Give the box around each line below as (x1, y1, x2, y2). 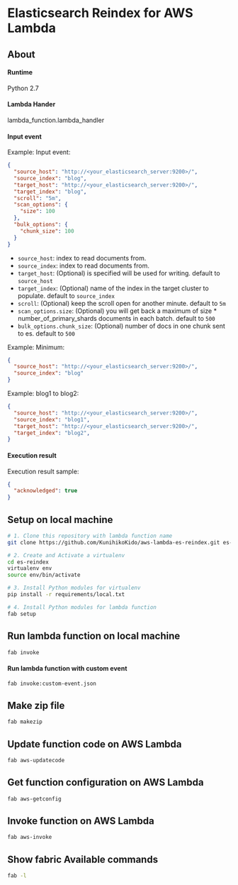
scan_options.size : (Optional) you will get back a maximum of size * (17, 307, 217, 315)
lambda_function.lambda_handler (7, 116, 105, 124)
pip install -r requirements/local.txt (7, 591, 125, 598)
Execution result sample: (7, 467, 79, 476)
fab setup (7, 610, 37, 617)
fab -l (7, 872, 27, 879)
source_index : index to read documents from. (17, 261, 150, 270)
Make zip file (7, 699, 65, 711)
